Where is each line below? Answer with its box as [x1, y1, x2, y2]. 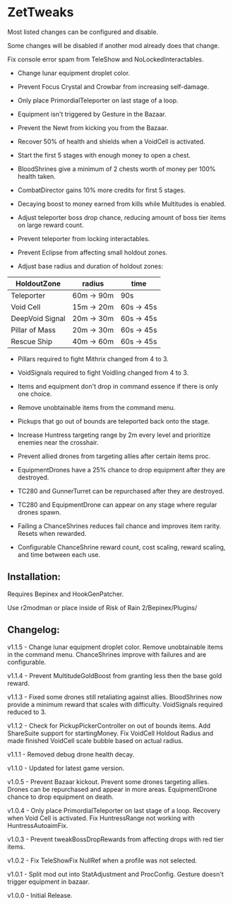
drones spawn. [17, 508, 61, 516]
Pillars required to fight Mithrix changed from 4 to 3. [17, 354, 169, 363]
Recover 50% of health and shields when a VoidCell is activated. [17, 137, 205, 146]
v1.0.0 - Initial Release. [7, 891, 73, 899]
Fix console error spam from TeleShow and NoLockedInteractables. [7, 54, 204, 64]
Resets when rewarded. [17, 529, 87, 537]
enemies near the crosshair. [17, 438, 99, 446]
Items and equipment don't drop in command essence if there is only [17, 382, 219, 390]
